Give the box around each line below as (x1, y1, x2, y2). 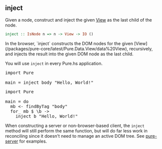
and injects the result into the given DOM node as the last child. (5, 51, 134, 57)
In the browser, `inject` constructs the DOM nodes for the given (5, 40, 133, 46)
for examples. (19, 138, 47, 144)
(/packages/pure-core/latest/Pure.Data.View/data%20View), (5, 46, 129, 51)
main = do (5, 99, 29, 104)
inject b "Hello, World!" (15, 113, 78, 119)
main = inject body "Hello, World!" (5, 79, 94, 85)
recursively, (129, 46, 153, 51)
